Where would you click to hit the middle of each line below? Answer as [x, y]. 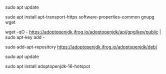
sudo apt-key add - [25, 37]
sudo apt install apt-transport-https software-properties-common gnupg [80, 17]
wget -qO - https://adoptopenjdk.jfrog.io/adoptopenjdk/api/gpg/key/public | [83, 32]
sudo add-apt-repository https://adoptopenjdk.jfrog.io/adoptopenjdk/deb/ [81, 47]
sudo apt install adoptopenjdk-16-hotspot [48, 66]
